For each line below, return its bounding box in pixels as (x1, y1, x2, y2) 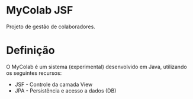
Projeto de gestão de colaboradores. (6, 23, 96, 30)
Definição (6, 44, 55, 57)
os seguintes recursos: (6, 69, 62, 77)
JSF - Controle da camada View (14, 81, 93, 88)
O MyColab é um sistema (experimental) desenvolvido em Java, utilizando (6, 63, 188, 70)
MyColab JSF (6, 4, 73, 17)
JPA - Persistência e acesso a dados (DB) (14, 87, 117, 94)
